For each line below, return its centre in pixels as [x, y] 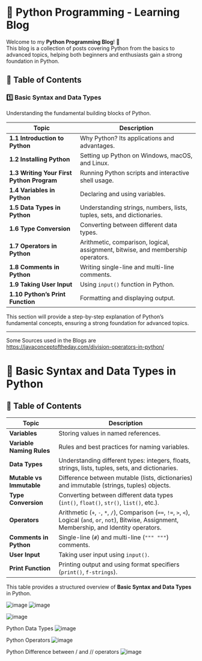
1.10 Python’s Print [38, 294]
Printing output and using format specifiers [119, 565]
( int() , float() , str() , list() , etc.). [109, 502]
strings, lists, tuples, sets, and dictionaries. [118, 468]
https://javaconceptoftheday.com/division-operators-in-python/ [85, 347]
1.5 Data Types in [35, 207]
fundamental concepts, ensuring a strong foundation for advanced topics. [98, 323]
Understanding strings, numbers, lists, [134, 207]
